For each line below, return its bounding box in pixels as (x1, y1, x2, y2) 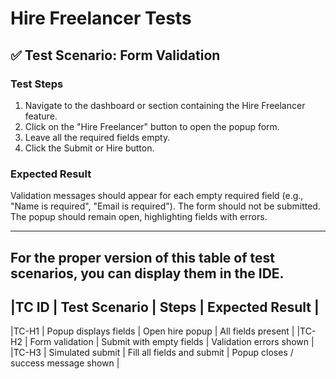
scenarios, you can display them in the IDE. (10, 265, 285, 282)
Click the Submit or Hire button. (24, 142, 155, 154)
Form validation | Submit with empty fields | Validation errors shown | (29, 336, 315, 348)
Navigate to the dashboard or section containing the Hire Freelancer (24, 99, 306, 111)
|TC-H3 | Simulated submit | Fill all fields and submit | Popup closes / (10, 347, 294, 359)
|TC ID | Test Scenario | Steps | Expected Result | (10, 298, 320, 316)
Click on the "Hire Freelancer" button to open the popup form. (24, 120, 280, 132)
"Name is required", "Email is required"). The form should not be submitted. (10, 200, 321, 212)
